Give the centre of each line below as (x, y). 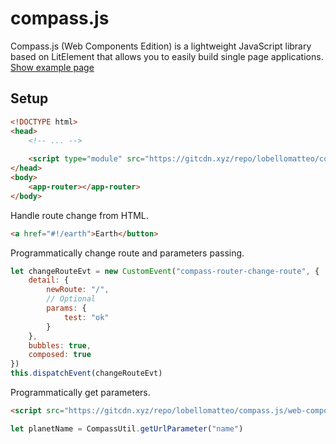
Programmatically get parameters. (80, 392)
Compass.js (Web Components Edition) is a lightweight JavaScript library (161, 46)
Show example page (52, 67)
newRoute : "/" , (78, 290)
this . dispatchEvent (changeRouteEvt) (86, 373)
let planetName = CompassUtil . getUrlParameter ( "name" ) (127, 428)
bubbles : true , (60, 345)
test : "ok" (86, 317)
